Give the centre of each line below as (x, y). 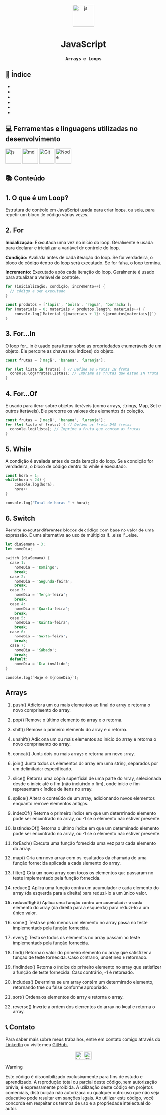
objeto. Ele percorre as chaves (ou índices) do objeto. (60, 351)
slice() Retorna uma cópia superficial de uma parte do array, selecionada (87, 778)
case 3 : (18, 590)
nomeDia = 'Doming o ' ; (37, 567)
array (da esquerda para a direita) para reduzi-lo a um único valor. (80, 893)
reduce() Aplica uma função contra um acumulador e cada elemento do (86, 887)
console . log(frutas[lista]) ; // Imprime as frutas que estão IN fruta (84, 373)
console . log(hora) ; (35, 485)
